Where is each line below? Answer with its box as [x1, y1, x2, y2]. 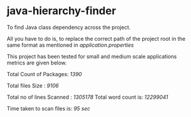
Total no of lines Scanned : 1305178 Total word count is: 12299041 [7, 93, 168, 100]
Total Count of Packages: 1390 [7, 70, 82, 77]
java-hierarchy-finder [7, 4, 117, 18]
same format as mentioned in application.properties [7, 41, 134, 48]
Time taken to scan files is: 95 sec [7, 105, 90, 112]
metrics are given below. [7, 59, 67, 66]
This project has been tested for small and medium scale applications [7, 53, 177, 60]
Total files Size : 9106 [7, 82, 59, 89]
